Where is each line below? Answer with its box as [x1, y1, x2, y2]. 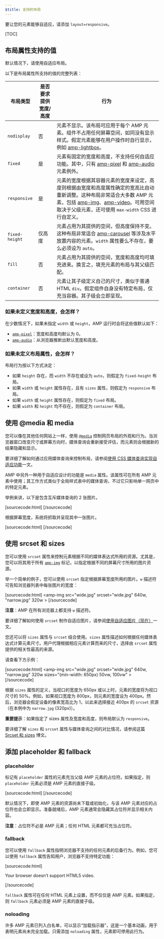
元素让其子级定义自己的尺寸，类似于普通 [57, 278, 150, 285]
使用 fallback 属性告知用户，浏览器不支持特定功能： [9, 853, 115, 859]
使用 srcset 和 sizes [5, 539, 65, 548]
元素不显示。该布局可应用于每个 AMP [57, 122, 143, 129]
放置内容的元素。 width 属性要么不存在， [57, 237, 149, 244]
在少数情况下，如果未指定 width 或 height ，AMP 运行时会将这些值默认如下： [5, 320, 159, 326]
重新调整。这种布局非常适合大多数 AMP [57, 192, 147, 198]
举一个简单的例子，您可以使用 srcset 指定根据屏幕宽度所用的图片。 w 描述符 [5, 576, 157, 582]
